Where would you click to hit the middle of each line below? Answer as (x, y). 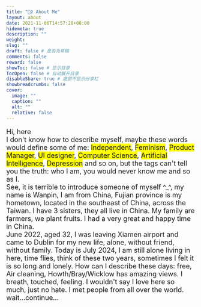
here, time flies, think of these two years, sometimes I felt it (100, 258)
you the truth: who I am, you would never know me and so (98, 171)
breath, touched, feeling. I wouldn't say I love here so (91, 282)
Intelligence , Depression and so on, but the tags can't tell (97, 163)
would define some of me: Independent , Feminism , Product (100, 148)
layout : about (24, 17)
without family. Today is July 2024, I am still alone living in (98, 250)
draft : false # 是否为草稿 (37, 51)
